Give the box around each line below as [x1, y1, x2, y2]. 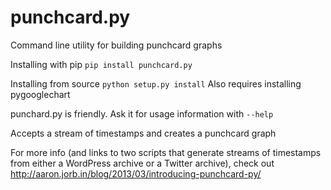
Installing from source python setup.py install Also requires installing [10, 77, 302, 90]
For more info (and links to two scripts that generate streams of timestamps [10, 146, 322, 158]
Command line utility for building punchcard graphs [10, 39, 223, 51]
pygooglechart [10, 88, 71, 100]
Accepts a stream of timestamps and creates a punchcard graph [10, 127, 277, 139]
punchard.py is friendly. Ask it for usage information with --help [10, 107, 274, 120]
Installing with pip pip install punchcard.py [10, 58, 193, 70]
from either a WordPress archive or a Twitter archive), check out [10, 157, 275, 169]
